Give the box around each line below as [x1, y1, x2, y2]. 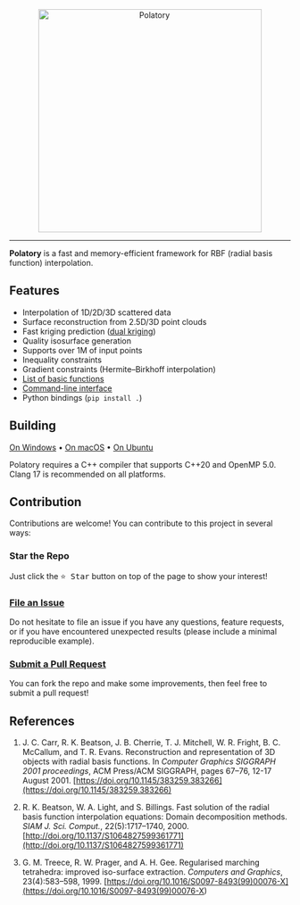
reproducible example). [9, 635, 96, 646]
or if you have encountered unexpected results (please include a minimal [9, 627, 278, 637]
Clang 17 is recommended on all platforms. [9, 469, 166, 479]
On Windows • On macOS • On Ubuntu [9, 442, 154, 452]
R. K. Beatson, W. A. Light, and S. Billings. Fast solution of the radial [21, 802, 270, 813]
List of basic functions [21, 373, 104, 384]
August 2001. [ [21, 776, 77, 786]
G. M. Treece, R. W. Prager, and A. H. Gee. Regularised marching [21, 857, 261, 868]
